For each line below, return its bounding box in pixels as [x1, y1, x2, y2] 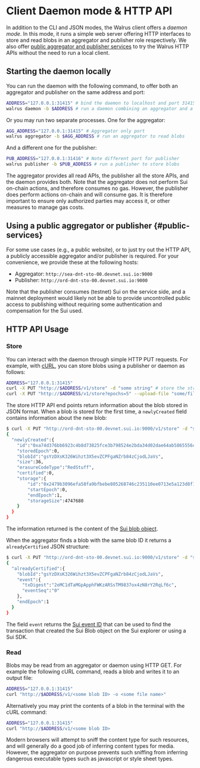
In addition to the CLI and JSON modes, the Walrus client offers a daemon [6, 24, 187, 31]
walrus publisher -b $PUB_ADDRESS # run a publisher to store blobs [6, 161, 180, 167]
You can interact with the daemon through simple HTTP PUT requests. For [6, 355, 189, 363]
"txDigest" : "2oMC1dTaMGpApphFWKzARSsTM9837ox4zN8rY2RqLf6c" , [21, 582, 177, 588]
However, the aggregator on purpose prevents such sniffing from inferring [6, 749, 188, 756]
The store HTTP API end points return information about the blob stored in [6, 402, 188, 409]
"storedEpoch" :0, [17, 448, 60, 454]
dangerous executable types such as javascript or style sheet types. [6, 755, 174, 763]
